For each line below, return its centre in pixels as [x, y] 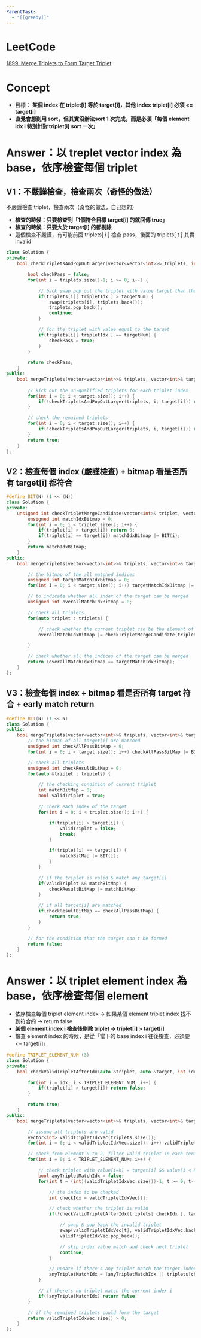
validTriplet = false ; [88, 829]
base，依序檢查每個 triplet [72, 168]
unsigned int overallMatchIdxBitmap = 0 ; [80, 602]
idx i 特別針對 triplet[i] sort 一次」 [57, 126]
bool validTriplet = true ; [72, 796]
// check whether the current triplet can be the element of [116, 629]
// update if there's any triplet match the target [115, 1269]
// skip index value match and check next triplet [124, 1247]
